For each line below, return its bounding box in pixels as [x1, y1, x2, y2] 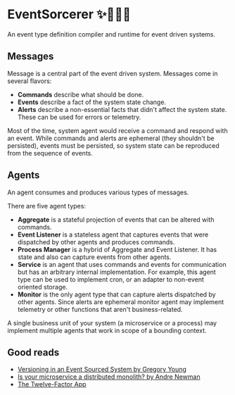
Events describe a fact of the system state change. [17, 98, 167, 106]
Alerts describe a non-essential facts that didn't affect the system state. [17, 105, 227, 113]
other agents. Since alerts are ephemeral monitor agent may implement [17, 297, 224, 306]
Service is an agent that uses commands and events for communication [17, 260, 227, 268]
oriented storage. [17, 282, 68, 291]
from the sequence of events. [7, 149, 94, 157]
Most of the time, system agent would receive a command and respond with [7, 126, 228, 134]
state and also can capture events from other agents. [17, 253, 172, 261]
